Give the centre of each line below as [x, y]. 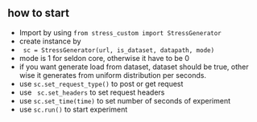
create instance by [50, 41]
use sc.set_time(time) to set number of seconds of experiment [125, 100]
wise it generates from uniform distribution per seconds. [113, 75]
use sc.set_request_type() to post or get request [101, 83]
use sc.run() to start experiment [73, 109]
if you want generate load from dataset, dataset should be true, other [134, 67]
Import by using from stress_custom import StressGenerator [120, 32]
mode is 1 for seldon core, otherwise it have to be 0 [104, 58]
